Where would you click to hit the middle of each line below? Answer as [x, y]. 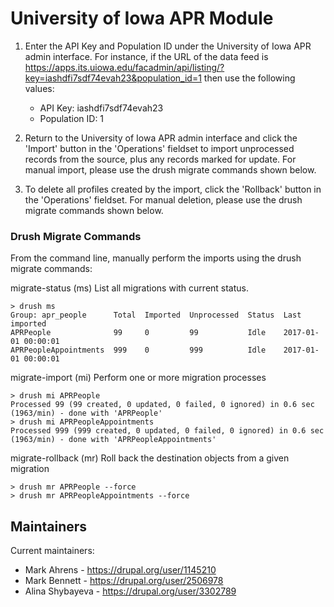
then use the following [249, 78]
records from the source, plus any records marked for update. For [160, 159]
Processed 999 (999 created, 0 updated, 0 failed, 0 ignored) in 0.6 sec [167, 431]
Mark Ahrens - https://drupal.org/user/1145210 [120, 570]
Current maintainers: [52, 551]
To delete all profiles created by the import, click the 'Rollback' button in [173, 189]
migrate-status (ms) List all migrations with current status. [130, 288]
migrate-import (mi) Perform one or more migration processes [138, 378]
